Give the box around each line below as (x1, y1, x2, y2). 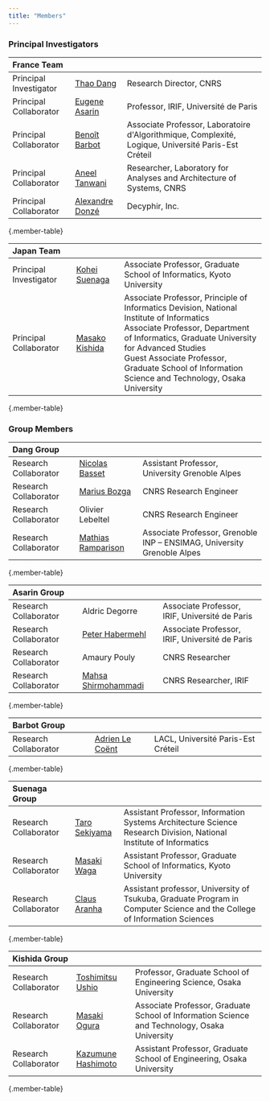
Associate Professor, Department (124, 322, 250, 333)
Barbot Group (12, 720, 66, 731)
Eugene (75, 96, 104, 107)
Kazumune (76, 1048, 117, 1059)
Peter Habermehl (81, 629, 147, 640)
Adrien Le (94, 733, 132, 744)
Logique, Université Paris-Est (127, 138, 239, 150)
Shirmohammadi (81, 680, 145, 691)
